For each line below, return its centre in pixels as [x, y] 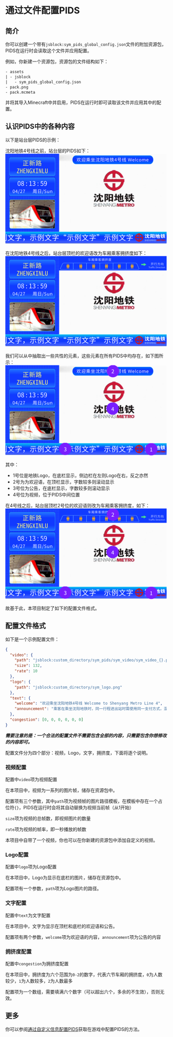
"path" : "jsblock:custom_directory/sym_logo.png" [69, 687]
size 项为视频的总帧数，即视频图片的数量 [48, 818]
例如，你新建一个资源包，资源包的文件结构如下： [57, 61]
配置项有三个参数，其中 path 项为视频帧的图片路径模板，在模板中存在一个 [82, 801]
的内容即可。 [19, 742]
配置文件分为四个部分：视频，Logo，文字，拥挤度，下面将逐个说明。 [78, 752]
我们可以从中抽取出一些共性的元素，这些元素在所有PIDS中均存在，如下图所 [84, 356]
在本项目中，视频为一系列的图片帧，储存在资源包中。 [61, 790]
